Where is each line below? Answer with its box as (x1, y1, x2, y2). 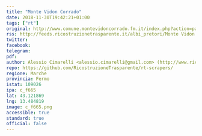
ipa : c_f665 (6, 87, 36, 93)
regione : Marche (6, 70, 47, 76)
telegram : (6, 48, 31, 54)
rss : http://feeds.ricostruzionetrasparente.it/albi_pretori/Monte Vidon (6, 31, 195, 37)
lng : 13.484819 (6, 98, 44, 104)
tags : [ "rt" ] (6, 20, 39, 26)
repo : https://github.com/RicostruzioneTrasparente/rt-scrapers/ (6, 64, 173, 71)
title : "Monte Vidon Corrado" (6, 8, 82, 15)
